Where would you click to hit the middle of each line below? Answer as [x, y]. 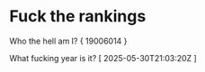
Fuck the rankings [78, 16]
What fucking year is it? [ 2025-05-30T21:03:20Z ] [103, 58]
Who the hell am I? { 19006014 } [68, 41]
